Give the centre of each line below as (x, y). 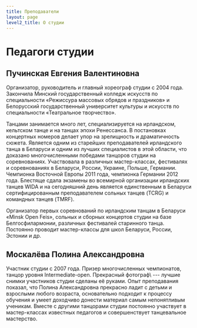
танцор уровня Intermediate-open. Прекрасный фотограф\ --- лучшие (93, 275)
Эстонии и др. (24, 236)
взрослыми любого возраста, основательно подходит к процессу (89, 294)
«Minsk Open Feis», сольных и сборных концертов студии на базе (89, 217)
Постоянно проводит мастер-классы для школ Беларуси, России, (89, 229)
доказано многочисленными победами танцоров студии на (81, 155)
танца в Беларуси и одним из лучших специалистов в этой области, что (96, 149)
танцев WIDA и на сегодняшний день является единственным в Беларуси (99, 187)
